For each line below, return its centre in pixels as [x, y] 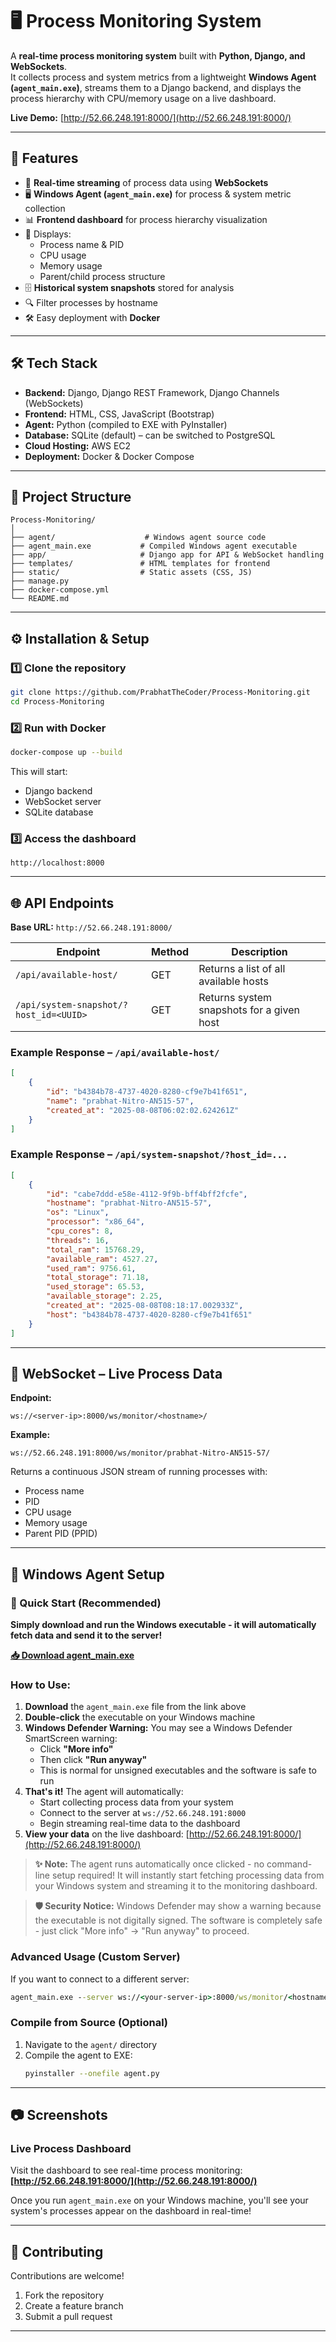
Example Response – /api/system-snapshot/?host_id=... [149, 1155]
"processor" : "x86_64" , [95, 1222]
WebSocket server [63, 801]
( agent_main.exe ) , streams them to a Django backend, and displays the [156, 87]
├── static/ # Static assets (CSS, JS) [131, 573]
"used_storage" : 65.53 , [95, 1287]
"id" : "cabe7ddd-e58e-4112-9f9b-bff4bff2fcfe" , [147, 1194]
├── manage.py [40, 581]
